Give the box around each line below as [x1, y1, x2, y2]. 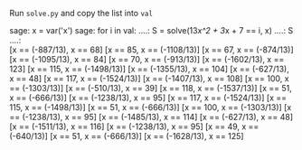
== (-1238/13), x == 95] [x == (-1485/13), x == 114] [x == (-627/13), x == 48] [9, 112, 294, 122]
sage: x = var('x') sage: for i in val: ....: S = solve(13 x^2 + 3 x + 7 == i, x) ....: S [9, 25, 294, 35]
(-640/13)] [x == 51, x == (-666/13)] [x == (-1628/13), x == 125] [9, 131, 244, 141]
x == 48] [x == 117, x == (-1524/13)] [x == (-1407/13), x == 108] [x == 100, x [9, 73, 289, 84]
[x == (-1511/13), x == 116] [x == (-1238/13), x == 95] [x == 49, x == [9, 121, 260, 132]
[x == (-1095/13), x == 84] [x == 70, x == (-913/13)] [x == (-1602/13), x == [9, 54, 285, 64]
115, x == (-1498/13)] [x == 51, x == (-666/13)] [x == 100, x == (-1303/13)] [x [9, 102, 292, 112]
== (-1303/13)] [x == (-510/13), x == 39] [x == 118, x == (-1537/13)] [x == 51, [9, 83, 292, 93]
